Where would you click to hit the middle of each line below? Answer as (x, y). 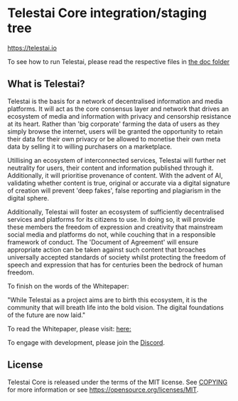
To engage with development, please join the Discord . (86, 342)
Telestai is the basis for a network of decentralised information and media (115, 101)
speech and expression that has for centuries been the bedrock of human (115, 264)
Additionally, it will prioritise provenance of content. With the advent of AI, (115, 175)
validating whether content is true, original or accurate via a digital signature (119, 183)
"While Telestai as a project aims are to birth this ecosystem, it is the (107, 299)
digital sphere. (28, 198)
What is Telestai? (46, 84)
